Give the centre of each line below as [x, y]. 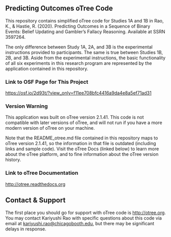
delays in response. [26, 229]
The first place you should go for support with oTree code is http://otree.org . [86, 212]
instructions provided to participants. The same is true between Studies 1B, [84, 52]
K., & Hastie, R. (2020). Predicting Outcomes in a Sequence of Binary [78, 26]
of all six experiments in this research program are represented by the [79, 63]
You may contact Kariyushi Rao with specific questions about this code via [84, 218]
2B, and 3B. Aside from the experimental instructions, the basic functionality [86, 58]
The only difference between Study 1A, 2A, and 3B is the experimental [79, 47]
